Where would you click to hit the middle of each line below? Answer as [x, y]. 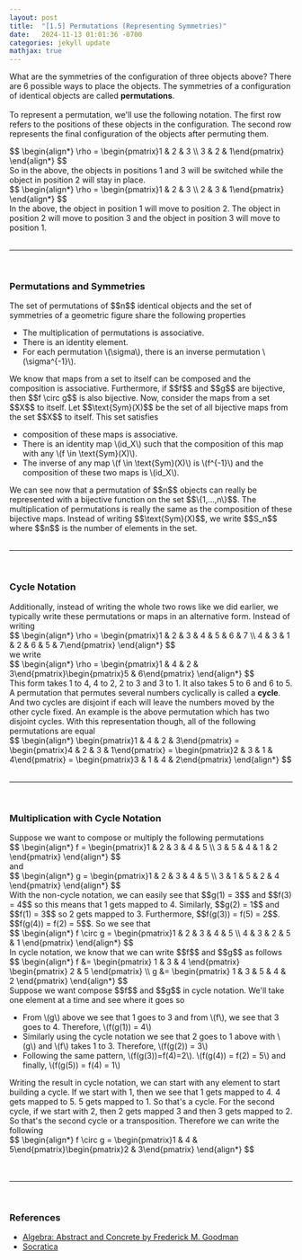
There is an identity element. [75, 342]
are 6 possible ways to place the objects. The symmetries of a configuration [150, 86]
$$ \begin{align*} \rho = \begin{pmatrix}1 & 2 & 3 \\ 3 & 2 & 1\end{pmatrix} [147, 151]
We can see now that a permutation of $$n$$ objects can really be [133, 490]
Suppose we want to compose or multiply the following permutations [137, 838]
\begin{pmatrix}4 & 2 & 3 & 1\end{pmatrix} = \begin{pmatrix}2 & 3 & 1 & [141, 750]
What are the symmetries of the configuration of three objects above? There [151, 76]
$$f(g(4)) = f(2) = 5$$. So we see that [80, 924]
